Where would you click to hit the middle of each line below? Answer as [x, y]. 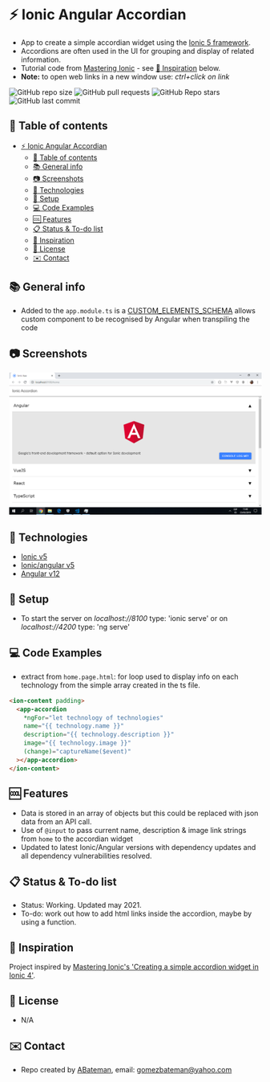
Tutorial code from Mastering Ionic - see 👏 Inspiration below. [121, 67]
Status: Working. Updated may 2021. [81, 905]
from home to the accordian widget [77, 839]
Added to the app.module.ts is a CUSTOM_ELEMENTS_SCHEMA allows [138, 310]
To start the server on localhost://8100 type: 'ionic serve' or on [124, 618]
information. [40, 59]
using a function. [48, 922]
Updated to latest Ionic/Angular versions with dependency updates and [138, 847]
